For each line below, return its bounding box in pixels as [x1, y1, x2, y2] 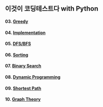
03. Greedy [5, 18, 28, 24]
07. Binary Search [5, 63, 41, 69]
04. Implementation [5, 30, 46, 36]
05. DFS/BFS [5, 41, 31, 47]
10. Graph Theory [5, 96, 41, 102]
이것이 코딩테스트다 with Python [5, 4, 99, 13]
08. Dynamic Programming [5, 74, 61, 80]
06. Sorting [5, 52, 28, 57]
